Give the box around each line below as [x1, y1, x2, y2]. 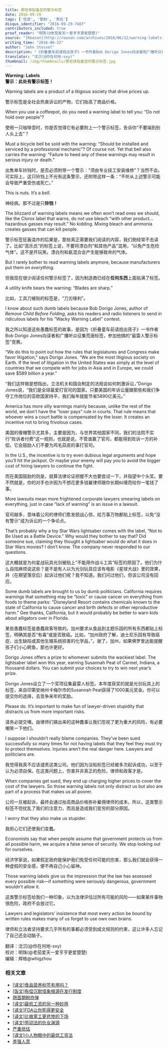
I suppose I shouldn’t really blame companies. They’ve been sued [5, 735, 140, 741]
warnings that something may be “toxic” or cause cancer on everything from [5, 594, 163, 600]
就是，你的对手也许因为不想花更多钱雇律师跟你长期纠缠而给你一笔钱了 [13, 480, 158, 486]
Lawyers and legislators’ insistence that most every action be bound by [5, 910, 152, 916]
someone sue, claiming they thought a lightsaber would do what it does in [5, 538, 157, 545]
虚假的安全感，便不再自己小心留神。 [9, 863, 84, 869]
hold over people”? [5, 114, 44, 121]
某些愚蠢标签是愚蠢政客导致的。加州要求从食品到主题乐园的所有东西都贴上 [5, 626, 158, 632]
